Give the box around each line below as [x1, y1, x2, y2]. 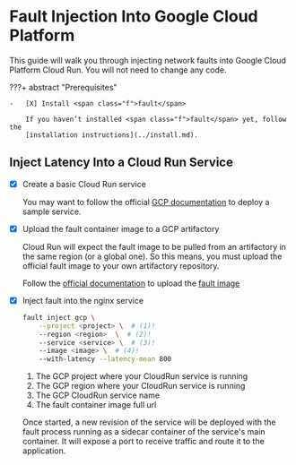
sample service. [22, 206, 82, 217]
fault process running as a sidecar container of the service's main [22, 426, 266, 437]
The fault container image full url [35, 400, 157, 410]
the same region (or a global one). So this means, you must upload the [22, 251, 283, 262]
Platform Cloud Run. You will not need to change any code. [9, 65, 227, 75]
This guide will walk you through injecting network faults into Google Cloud [9, 55, 287, 65]
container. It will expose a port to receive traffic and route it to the [22, 436, 265, 447]
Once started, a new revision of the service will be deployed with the [22, 417, 276, 427]
